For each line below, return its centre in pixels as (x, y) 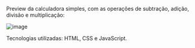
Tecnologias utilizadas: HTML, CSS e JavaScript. (67, 38)
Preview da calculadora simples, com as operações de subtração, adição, (98, 9)
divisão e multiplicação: (36, 15)
